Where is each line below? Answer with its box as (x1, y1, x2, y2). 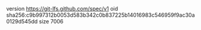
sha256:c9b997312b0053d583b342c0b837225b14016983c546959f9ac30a (6, 11, 195, 19)
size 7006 (39, 18, 64, 25)
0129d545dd (6, 18, 38, 25)
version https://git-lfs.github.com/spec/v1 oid (6, 5, 119, 12)
